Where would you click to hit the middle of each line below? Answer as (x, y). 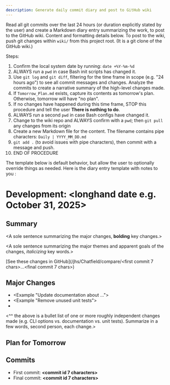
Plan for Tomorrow (36, 343)
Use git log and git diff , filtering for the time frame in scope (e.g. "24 (89, 77)
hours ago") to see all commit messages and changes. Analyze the (83, 82)
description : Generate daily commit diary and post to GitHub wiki (79, 10)
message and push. (34, 147)
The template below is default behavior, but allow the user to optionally (80, 163)
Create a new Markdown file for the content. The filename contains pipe (89, 131)
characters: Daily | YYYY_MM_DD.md (50, 136)
